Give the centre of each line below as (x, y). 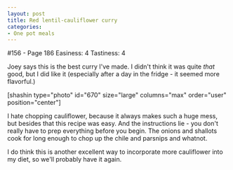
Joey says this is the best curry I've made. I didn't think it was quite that (111, 66)
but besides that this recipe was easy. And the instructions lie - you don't (113, 124)
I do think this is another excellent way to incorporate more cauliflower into (115, 152)
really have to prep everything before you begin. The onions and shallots (112, 131)
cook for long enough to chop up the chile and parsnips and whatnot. (107, 139)
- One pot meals (31, 33)
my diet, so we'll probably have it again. (65, 160)
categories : (25, 27)
